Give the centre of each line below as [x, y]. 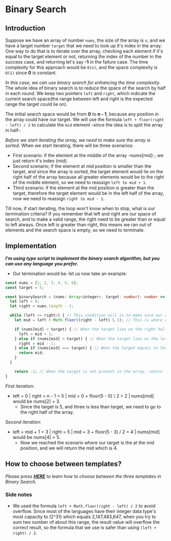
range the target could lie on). [36, 104]
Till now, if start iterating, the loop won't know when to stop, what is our [80, 208]
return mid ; [31, 353]
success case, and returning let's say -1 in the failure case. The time [77, 62]
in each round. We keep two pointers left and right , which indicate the [80, 93]
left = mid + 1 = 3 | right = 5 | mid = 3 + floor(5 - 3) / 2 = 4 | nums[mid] [86, 432]
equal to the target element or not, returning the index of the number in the [83, 56]
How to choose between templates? [64, 464]
